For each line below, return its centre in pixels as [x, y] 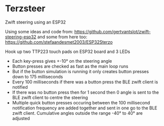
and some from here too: [62, 37]
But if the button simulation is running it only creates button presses [81, 71]
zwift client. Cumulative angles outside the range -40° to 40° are [77, 113]
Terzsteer [25, 9]
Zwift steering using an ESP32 [35, 22]
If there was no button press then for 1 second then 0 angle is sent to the [85, 92]
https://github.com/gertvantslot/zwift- [112, 31]
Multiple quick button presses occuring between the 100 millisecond [81, 102]
